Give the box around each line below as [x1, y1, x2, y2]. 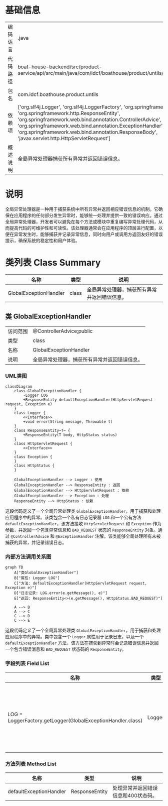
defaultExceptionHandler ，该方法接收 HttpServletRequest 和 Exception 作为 [5, 520, 161, 526]
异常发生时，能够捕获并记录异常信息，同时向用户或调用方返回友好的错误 [13, 231, 163, 237]
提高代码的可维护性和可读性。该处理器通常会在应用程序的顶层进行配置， [9, 224, 158, 231]
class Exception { [14, 454, 52, 459]
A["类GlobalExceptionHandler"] [14, 570, 78, 575]
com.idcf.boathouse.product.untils [17, 91, 98, 98]
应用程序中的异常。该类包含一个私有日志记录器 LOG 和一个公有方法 [5, 514, 141, 520]
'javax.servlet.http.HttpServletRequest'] [17, 135, 111, 142]
